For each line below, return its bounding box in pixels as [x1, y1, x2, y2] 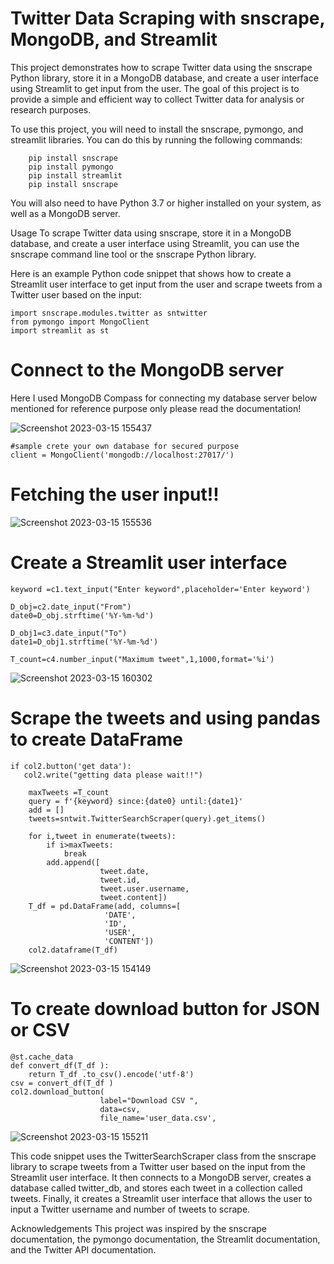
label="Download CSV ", [99, 1095, 199, 1106]
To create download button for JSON [10, 997, 320, 1020]
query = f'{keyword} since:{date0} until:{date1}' [28, 796, 244, 806]
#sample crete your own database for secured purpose [10, 441, 240, 451]
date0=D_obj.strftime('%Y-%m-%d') [10, 610, 155, 621]
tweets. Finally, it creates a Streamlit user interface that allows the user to [10, 1192, 313, 1204]
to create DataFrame [10, 728, 183, 751]
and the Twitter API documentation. [10, 1243, 157, 1256]
